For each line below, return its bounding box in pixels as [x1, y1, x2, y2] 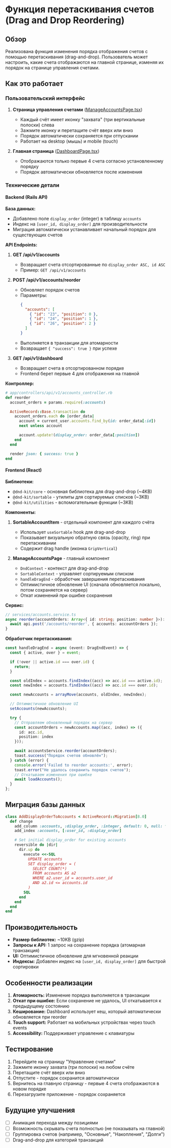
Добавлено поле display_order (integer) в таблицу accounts [12, 215, 141, 221]
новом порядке [12, 1086, 47, 1092]
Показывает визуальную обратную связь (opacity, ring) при [20, 534, 150, 541]
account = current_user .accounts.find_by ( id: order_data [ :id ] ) [18, 418, 156, 424]
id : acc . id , [18, 730, 44, 735]
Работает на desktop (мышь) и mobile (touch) [20, 138, 118, 144]
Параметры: [20, 292, 47, 298]
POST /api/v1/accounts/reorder [12, 277, 81, 283]
